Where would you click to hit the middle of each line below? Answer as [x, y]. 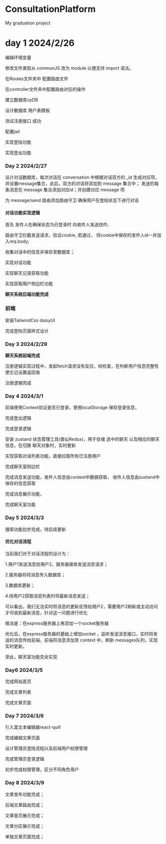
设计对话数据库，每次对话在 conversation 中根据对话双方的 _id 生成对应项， [82, 177]
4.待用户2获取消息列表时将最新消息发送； [48, 596]
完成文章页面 [18, 703]
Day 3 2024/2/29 [26, 344]
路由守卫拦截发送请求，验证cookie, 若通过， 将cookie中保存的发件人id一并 [81, 235]
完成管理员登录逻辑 [25, 759]
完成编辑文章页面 [23, 738]
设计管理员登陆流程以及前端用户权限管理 [46, 748]
